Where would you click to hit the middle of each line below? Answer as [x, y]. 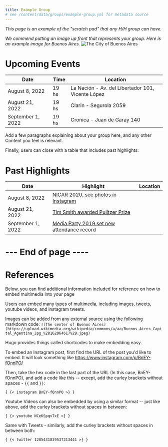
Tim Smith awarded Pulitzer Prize [91, 212]
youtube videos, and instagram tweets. [45, 309]
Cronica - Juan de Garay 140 [106, 120]
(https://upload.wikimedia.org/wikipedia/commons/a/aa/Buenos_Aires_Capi [84, 329]
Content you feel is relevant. [34, 141]
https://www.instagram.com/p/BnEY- [113, 357]
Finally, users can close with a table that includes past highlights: [72, 150]
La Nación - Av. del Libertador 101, [112, 88]
